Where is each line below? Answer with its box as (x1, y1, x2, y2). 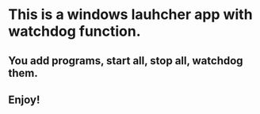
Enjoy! (8, 93, 40, 106)
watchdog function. (8, 22, 141, 40)
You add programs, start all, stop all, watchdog (8, 54, 243, 67)
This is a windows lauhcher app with (8, 6, 253, 24)
